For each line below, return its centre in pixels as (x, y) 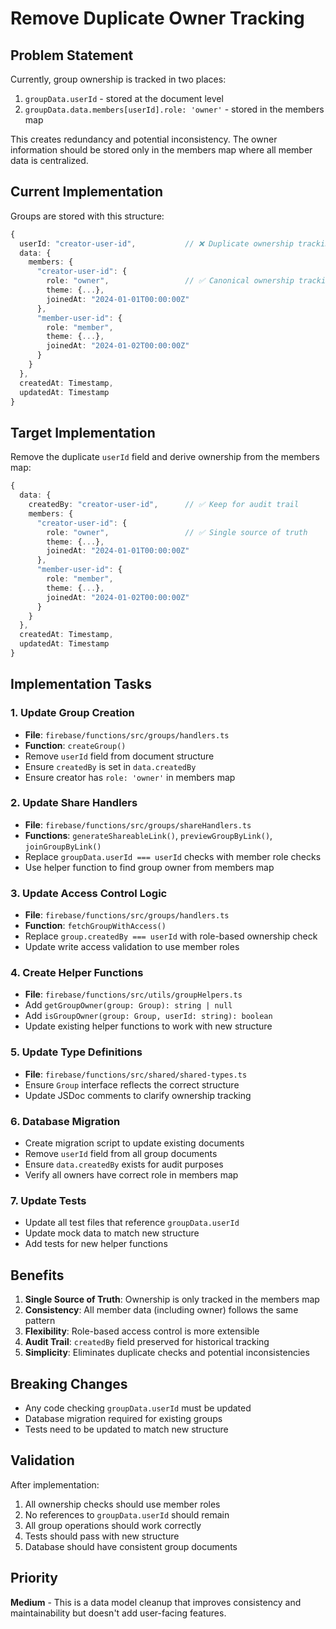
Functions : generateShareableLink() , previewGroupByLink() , (148, 835)
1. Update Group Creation (72, 713)
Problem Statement (72, 55)
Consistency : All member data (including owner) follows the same (161, 1310)
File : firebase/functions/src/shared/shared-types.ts (136, 1074)
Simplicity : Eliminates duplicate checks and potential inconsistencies (167, 1353)
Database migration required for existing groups (123, 1418)
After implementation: (55, 1484)
